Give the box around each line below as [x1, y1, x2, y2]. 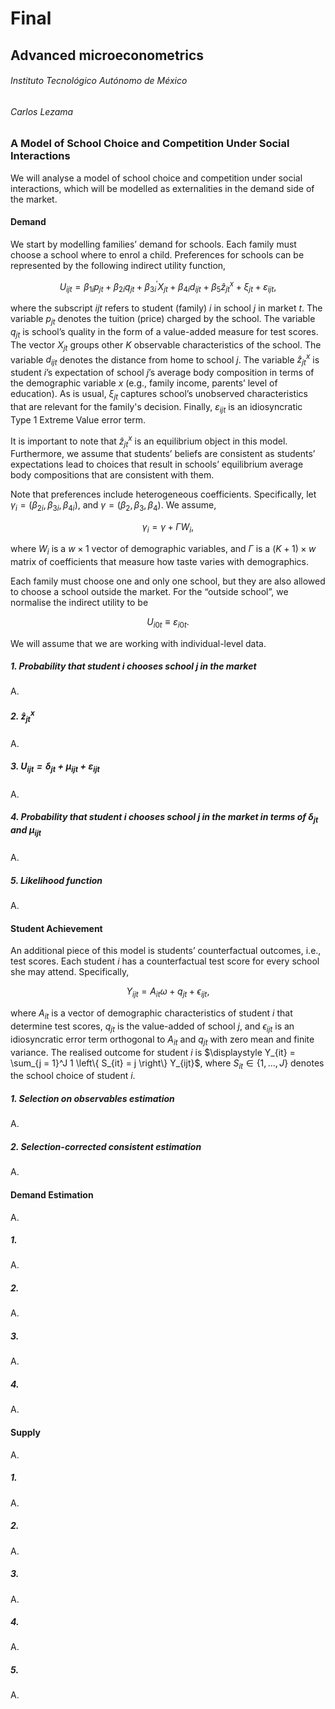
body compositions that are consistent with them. [10, 469, 215, 481]
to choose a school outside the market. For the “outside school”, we [10, 585, 289, 597]
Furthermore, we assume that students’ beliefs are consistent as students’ [10, 448, 316, 460]
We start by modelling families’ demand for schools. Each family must [10, 238, 297, 250]
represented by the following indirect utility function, [10, 259, 227, 271]
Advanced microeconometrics [10, 47, 205, 64]
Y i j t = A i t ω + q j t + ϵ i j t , [126, 985, 210, 1000]
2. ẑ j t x [10, 708, 35, 724]
